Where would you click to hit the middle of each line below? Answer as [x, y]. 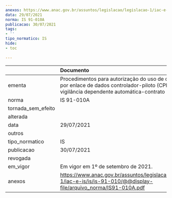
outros [16, 133]
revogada [19, 158]
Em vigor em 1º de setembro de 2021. [106, 166]
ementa [17, 85]
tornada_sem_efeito [31, 108]
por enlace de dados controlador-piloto [108, 85]
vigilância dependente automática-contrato [113, 92]
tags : [11, 29]
